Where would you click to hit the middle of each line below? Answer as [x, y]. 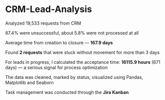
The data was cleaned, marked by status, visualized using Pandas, [74, 77]
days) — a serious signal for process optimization [57, 67]
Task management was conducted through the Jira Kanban [67, 92]
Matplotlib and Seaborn [29, 82]
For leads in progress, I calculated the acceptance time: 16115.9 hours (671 [83, 62]
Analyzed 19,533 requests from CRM [43, 23]
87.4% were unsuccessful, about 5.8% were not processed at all [72, 33]
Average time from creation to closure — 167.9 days [59, 42]
